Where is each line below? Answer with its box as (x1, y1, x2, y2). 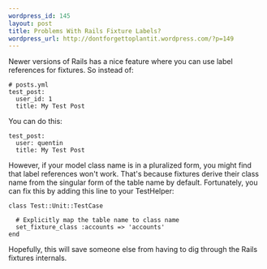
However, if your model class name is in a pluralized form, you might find (8, 160, 252, 170)
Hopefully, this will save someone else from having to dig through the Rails (8, 245, 258, 254)
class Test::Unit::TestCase (8, 202, 104, 211)
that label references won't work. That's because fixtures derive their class (8, 169, 260, 179)
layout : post (8, 19, 53, 28)
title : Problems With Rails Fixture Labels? (8, 27, 161, 35)
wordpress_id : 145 (8, 11, 71, 20)
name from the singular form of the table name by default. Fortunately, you (8, 177, 258, 187)
